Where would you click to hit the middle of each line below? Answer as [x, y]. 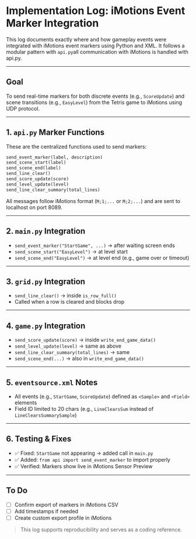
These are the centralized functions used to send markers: [76, 146]
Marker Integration [52, 23]
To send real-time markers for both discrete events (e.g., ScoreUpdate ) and [95, 96]
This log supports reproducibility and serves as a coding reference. [101, 529]
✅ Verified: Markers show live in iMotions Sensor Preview [83, 466]
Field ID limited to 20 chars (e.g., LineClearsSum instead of [84, 408]
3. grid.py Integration [46, 281]
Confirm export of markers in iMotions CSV [66, 504]
